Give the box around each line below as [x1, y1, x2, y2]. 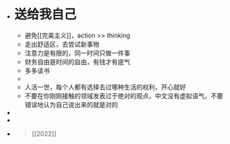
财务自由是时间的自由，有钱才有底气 [24, 57, 131, 66]
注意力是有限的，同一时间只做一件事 [24, 49, 131, 57]
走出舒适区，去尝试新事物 [24, 40, 100, 48]
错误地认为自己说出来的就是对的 [24, 100, 118, 109]
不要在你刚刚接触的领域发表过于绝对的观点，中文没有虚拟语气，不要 [24, 91, 224, 100]
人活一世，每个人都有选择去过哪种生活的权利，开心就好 [24, 83, 186, 91]
